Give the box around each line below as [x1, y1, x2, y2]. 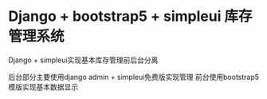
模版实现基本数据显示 [8, 81, 78, 92]
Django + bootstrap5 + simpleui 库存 [8, 7, 253, 26]
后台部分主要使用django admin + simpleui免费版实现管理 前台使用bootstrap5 [8, 72, 260, 81]
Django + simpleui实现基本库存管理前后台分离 [8, 55, 159, 65]
